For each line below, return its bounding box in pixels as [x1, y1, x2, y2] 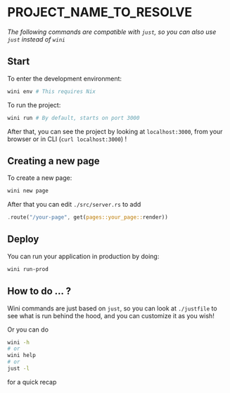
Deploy [7, 234, 39, 246]
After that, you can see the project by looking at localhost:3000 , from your [7, 127, 223, 135]
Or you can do [7, 325, 49, 334]
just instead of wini [7, 35, 65, 43]
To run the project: [7, 100, 61, 109]
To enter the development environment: [7, 74, 122, 83]
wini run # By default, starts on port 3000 [7, 114, 140, 121]
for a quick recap [7, 377, 57, 386]
